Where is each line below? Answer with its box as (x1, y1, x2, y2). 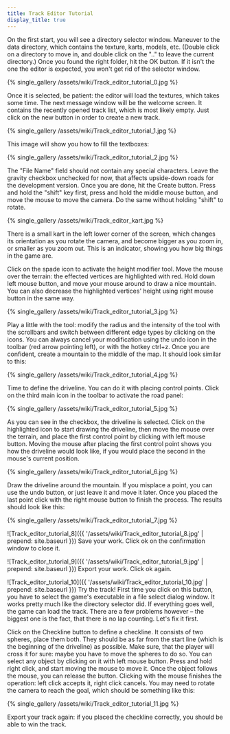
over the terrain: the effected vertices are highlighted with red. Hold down (7, 272, 216, 280)
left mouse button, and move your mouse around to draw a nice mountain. (7, 279, 217, 287)
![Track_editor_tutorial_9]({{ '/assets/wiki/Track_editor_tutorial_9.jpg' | (7, 557, 204, 566)
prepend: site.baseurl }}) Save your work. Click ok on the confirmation (7, 537, 206, 545)
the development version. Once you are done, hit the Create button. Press (7, 181, 216, 189)
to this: (7, 357, 27, 365)
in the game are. (7, 252, 54, 260)
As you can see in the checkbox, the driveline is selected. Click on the (7, 417, 205, 426)
